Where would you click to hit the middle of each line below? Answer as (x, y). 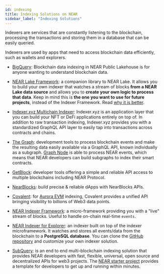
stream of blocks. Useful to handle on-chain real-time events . (74, 216)
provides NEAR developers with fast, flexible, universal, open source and (85, 256)
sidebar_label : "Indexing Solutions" (44, 19)
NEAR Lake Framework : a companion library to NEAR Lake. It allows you (85, 82)
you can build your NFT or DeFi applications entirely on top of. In (77, 117)
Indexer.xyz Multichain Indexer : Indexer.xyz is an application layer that (83, 112)
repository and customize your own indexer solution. (65, 241)
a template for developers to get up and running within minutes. (76, 266)
